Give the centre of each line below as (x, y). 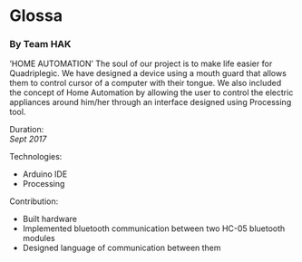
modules (39, 238)
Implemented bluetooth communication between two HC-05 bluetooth (154, 228)
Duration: (27, 130)
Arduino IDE (45, 174)
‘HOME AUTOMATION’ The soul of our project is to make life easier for (141, 63)
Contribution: (34, 201)
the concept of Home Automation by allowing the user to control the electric (151, 92)
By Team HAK (40, 44)
